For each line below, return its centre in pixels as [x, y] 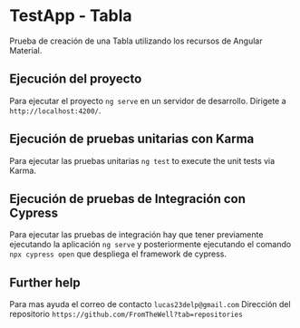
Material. [26, 50]
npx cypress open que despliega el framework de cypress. [118, 254]
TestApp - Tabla [71, 16]
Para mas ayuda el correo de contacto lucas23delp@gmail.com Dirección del [150, 304]
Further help [45, 282]
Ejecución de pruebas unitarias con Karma [132, 139]
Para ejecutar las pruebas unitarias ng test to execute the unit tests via [142, 160]
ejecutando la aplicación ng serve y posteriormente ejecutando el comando [150, 245]
